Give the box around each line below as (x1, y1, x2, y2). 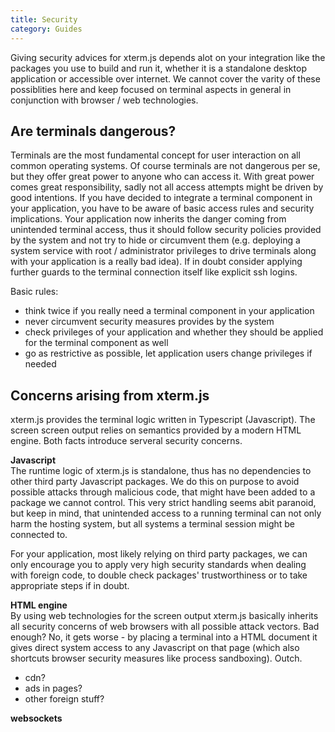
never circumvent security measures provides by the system (24, 316, 275, 328)
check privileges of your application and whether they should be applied (24, 326, 324, 338)
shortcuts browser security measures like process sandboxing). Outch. (10, 652, 303, 665)
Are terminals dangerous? (10, 122, 177, 140)
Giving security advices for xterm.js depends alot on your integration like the (10, 51, 326, 63)
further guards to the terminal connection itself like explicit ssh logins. (10, 266, 298, 278)
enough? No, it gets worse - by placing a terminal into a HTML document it (10, 631, 318, 643)
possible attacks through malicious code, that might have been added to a (10, 486, 316, 498)
